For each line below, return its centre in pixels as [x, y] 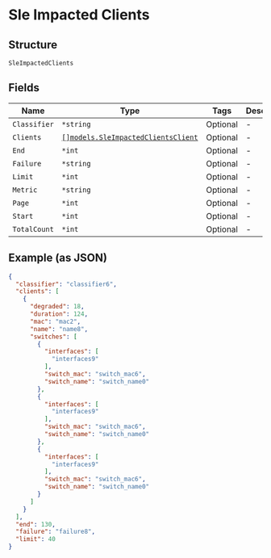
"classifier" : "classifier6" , [66, 284]
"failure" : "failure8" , [55, 532]
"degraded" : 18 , [57, 307]
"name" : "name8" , [59, 329]
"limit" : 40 [36, 539]
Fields [24, 88]
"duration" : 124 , [59, 314]
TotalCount [33, 229]
